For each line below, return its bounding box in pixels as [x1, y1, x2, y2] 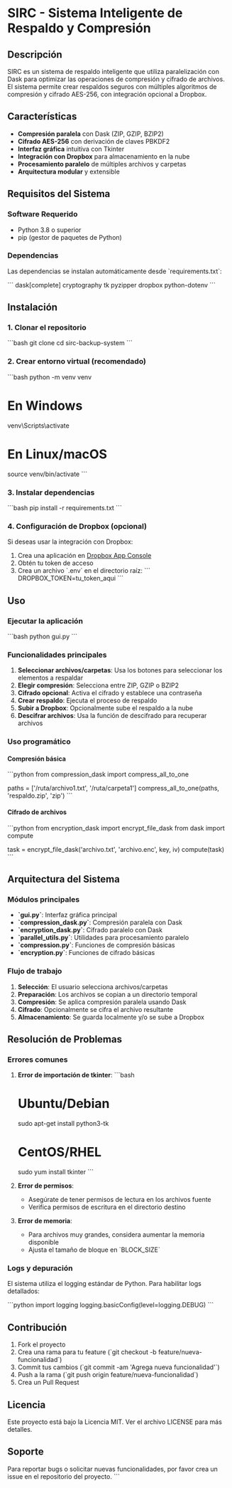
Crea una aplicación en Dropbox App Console [17, 552, 152, 560]
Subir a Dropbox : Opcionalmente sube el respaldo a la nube [17, 704, 194, 712]
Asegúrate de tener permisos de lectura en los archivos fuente [28, 1196, 211, 1204]
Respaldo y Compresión [7, 20, 151, 36]
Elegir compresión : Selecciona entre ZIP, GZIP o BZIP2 [17, 681, 179, 690]
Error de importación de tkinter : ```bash [17, 1071, 135, 1080]
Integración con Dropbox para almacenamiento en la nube [17, 152, 190, 161]
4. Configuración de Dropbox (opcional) [7, 521, 148, 531]
